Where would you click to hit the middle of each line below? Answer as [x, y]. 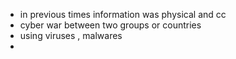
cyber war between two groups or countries [110, 25]
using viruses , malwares [71, 35]
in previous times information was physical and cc [123, 14]
